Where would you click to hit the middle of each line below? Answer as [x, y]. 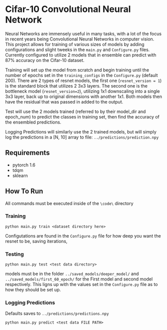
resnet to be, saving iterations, [36, 241]
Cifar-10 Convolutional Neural [68, 9]
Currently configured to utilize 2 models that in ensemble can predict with [81, 55]
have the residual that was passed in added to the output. [64, 101]
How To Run [24, 191]
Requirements [27, 153]
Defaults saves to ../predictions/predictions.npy [57, 313]
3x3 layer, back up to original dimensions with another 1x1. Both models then [84, 96]
